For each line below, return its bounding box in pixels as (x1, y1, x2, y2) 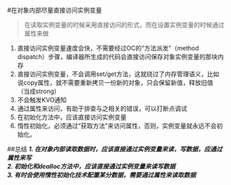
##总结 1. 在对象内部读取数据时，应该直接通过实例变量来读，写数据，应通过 (7, 145, 223, 153)
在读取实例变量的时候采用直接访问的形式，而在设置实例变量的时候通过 (24, 21, 225, 29)
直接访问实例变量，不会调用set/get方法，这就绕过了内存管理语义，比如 (17, 70, 220, 78)
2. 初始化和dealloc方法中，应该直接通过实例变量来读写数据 (7, 162, 176, 171)
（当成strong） (17, 87, 61, 95)
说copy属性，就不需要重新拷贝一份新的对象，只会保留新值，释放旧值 (17, 79, 214, 86)
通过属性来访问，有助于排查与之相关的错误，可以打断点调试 (17, 104, 187, 113)
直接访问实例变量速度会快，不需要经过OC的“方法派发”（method (17, 44, 199, 52)
